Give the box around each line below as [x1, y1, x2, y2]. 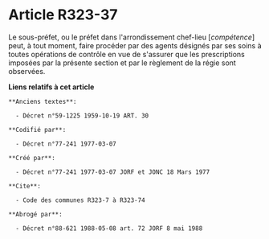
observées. [8, 66, 46, 76]
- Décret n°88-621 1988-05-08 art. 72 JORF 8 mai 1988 [15, 224, 203, 233]
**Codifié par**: [8, 126, 67, 134]
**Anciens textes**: [8, 97, 78, 105]
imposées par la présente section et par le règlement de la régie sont [8, 58, 237, 68]
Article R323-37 [8, 6, 118, 24]
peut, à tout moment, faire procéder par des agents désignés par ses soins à [8, 40, 263, 50]
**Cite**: [8, 182, 42, 190]
